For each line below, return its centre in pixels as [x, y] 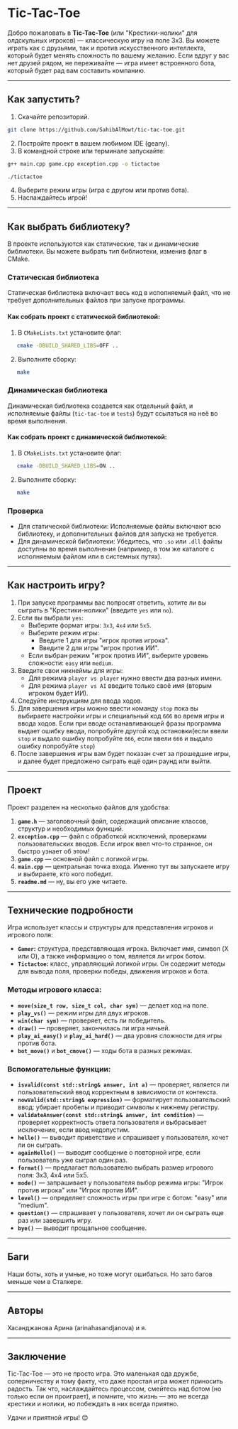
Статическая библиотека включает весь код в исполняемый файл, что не [119, 293]
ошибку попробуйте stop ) [56, 746]
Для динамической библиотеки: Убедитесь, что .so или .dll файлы [120, 541]
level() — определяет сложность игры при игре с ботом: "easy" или [122, 1198]
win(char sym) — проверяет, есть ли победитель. [92, 1020]
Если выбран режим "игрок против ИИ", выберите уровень [118, 655]
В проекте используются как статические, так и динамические [103, 244]
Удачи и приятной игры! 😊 [48, 1418]
